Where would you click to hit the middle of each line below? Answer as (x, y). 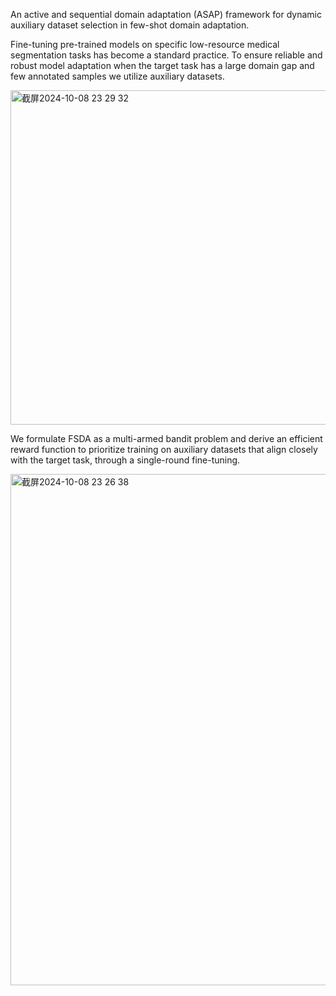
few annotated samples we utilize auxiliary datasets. (117, 76)
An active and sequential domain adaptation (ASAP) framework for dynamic (166, 14)
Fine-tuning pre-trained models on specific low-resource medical (145, 44)
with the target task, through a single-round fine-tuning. (125, 460)
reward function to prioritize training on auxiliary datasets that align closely (164, 449)
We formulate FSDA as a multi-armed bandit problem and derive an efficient (166, 438)
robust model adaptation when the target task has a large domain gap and (162, 65)
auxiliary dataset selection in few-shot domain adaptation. (130, 25)
